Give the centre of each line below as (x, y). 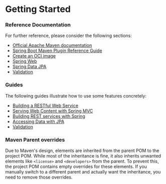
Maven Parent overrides (35, 139)
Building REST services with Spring (49, 116)
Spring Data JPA (29, 66)
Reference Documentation (38, 25)
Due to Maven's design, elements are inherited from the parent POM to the (82, 150)
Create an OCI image (34, 56)
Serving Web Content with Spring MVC (53, 110)
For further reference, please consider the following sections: (68, 35)
